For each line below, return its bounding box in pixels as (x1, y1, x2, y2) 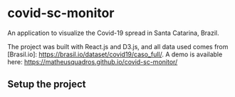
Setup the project (7, 78, 86, 91)
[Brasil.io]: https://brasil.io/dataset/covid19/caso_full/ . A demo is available (7, 50, 223, 58)
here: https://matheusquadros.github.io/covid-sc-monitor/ (7, 57, 178, 66)
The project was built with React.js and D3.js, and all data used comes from (7, 42, 229, 51)
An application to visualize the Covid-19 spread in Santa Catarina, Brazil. (7, 29, 219, 37)
